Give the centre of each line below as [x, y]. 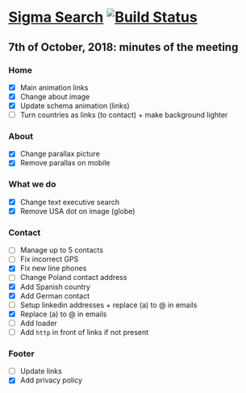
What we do [32, 184]
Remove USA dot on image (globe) [77, 211]
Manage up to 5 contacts [61, 250]
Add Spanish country [55, 286]
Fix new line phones [53, 268]
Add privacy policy [51, 380]
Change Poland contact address [73, 278]
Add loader [39, 323]
